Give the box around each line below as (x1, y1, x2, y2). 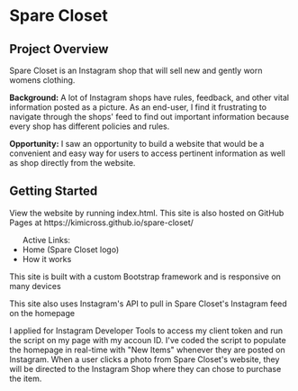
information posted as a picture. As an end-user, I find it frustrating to (9, 102, 267, 113)
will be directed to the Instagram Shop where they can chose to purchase (9, 363, 282, 374)
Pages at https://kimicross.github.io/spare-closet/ (9, 217, 194, 228)
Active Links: (22, 234, 70, 245)
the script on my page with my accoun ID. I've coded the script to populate (9, 334, 286, 345)
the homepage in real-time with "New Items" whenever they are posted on (9, 344, 285, 355)
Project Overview (9, 41, 109, 57)
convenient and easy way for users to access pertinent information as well (9, 148, 285, 159)
